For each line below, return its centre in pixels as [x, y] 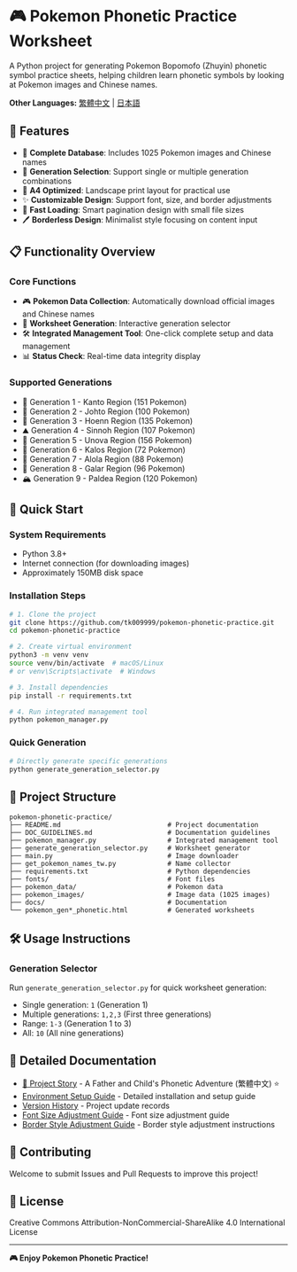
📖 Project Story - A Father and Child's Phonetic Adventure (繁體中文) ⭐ [151, 1083]
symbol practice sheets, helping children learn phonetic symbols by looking [147, 74]
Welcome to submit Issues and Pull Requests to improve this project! [134, 1174]
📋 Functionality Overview [83, 252]
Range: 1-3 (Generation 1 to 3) [77, 1023]
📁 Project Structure [63, 796]
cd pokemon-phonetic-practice [65, 631]
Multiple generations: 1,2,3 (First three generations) [117, 1014]
